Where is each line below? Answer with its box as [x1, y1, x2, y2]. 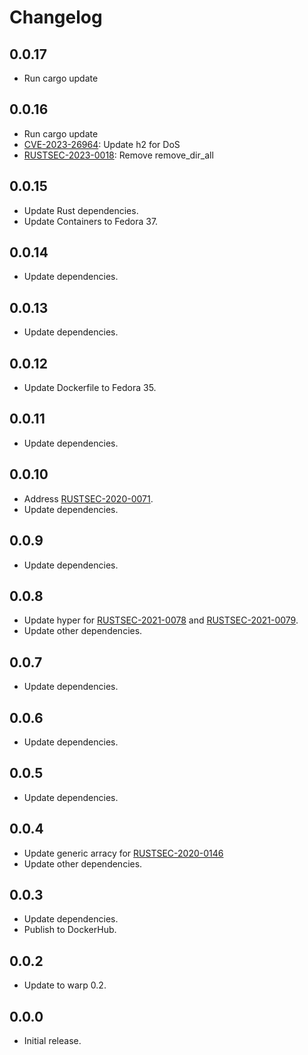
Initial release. [23, 1035, 82, 1046]
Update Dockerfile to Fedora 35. [23, 382, 157, 394]
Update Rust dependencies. [23, 204, 139, 216]
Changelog [9, 6, 103, 29]
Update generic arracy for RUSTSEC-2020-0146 [23, 847, 224, 859]
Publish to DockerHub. [23, 924, 117, 936]
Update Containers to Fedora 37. [23, 215, 159, 227]
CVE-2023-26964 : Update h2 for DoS [23, 138, 181, 150]
